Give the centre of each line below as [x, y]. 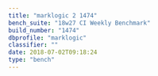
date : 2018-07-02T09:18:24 [53, 52]
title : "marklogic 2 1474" [53, 15]
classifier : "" [33, 45]
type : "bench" [32, 60]
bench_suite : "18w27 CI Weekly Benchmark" [79, 23]
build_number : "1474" [44, 30]
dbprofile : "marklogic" [48, 38]
